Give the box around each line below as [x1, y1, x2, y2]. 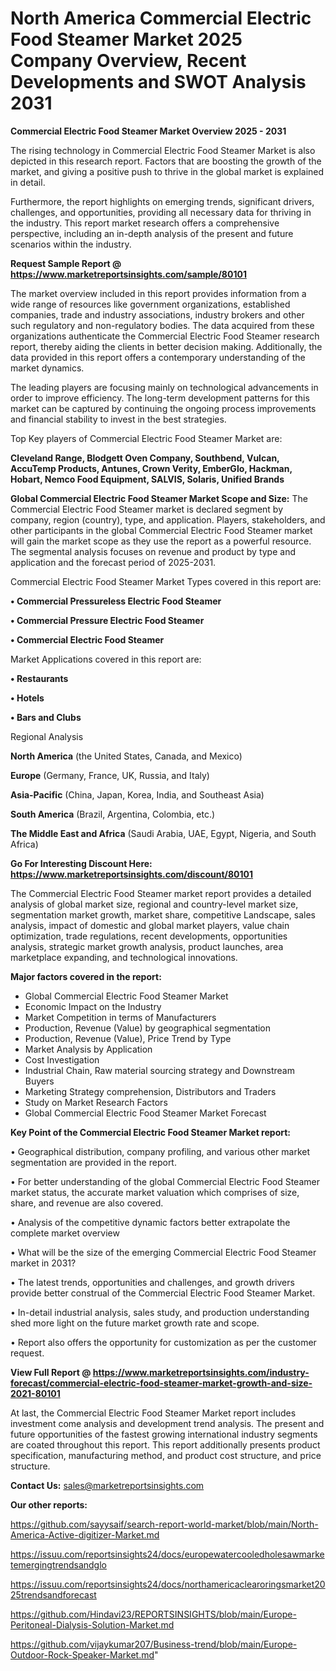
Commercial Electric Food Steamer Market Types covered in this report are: [10, 575, 322, 587]
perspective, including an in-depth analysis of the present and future [10, 227, 294, 239]
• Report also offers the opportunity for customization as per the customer [10, 1336, 317, 1348]
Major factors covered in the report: [10, 970, 162, 982]
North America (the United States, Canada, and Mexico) [10, 750, 243, 762]
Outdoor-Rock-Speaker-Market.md [10, 1648, 155, 1661]
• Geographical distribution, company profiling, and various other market [10, 1145, 311, 1157]
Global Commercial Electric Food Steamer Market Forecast [24, 1107, 267, 1119]
